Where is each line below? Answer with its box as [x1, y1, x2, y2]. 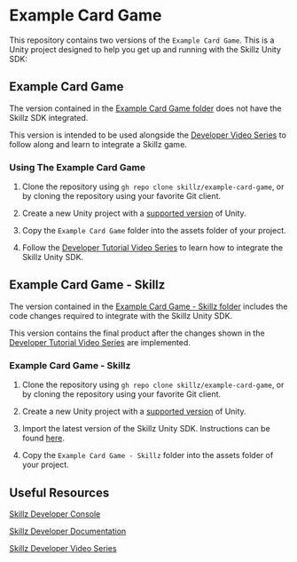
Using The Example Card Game [9, 161, 146, 173]
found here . [21, 432, 65, 444]
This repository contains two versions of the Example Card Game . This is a [9, 35, 275, 45]
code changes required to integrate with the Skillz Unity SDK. [9, 310, 233, 321]
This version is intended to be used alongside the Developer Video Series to [9, 130, 286, 140]
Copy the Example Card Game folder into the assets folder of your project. [21, 226, 286, 236]
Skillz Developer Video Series [9, 542, 117, 553]
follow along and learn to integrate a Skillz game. [9, 139, 188, 149]
